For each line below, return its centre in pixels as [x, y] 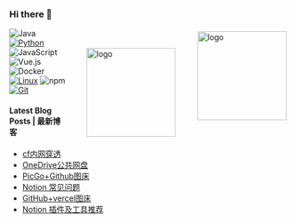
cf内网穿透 [41, 154]
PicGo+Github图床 [56, 176]
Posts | [22, 121]
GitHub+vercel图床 [56, 198]
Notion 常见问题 [51, 187]
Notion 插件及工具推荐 [63, 209]
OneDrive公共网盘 [55, 164]
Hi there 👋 [31, 14]
